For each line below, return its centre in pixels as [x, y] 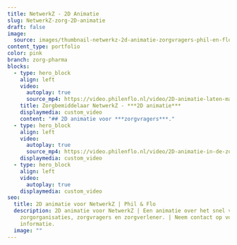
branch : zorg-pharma [38, 60]
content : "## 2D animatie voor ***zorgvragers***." [97, 119]
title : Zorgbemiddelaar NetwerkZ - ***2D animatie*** [101, 106]
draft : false [26, 27]
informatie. [37, 224]
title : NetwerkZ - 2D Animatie [53, 14]
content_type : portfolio [44, 47]
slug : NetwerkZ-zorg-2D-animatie [56, 20]
